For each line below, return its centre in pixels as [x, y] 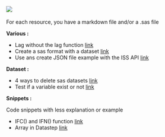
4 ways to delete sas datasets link [56, 80]
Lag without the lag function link [54, 44]
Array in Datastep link [41, 128]
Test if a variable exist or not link [54, 87]
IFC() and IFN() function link [49, 121]
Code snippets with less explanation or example [65, 110]
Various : [18, 33]
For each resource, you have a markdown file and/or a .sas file [82, 22]
